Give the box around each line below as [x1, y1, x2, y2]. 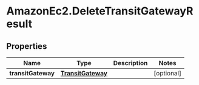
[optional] [153, 69, 182, 77]
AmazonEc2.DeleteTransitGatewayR [6, 4, 194, 18]
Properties [6, 41, 47, 51]
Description [113, 59, 148, 67]
